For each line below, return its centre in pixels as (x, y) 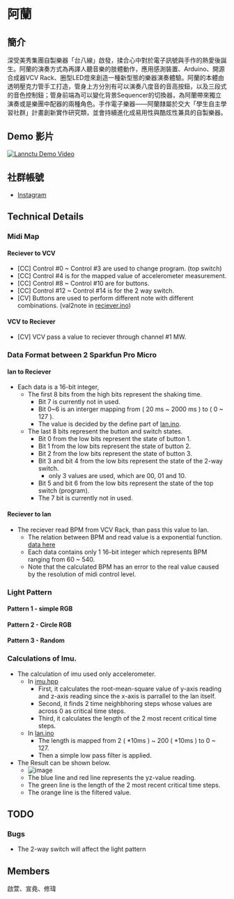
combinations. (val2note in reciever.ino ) (74, 306)
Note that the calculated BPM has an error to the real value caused (123, 567)
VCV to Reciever (31, 321)
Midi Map (23, 236)
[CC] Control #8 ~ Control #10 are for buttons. (83, 284)
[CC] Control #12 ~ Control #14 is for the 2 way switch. (96, 291)
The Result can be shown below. (64, 762)
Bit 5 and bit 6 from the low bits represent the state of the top (126, 483)
